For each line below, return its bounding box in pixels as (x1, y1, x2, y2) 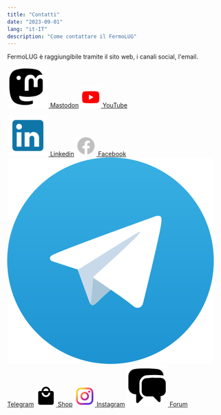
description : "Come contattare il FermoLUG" (7, 33, 137, 40)
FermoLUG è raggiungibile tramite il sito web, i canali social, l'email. (7, 52, 198, 61)
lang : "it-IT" (7, 25, 48, 32)
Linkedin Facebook (50, 150, 127, 158)
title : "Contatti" (7, 11, 60, 18)
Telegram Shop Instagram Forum (7, 400, 188, 409)
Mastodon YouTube (50, 101, 128, 109)
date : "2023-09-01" (7, 18, 63, 25)
